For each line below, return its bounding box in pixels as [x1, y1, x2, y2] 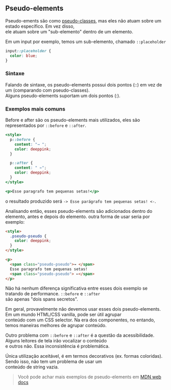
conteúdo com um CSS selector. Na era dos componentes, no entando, [5, 317, 155, 323]
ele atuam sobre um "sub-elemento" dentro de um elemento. [5, 28, 134, 35]
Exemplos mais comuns [5, 105, 65, 112]
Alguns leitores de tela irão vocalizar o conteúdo [5, 338, 107, 344]
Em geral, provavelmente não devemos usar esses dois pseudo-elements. [5, 306, 161, 312]
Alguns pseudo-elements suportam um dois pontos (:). [5, 92, 121, 99]
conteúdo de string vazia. [5, 364, 59, 370]
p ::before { [10, 137, 36, 142]
